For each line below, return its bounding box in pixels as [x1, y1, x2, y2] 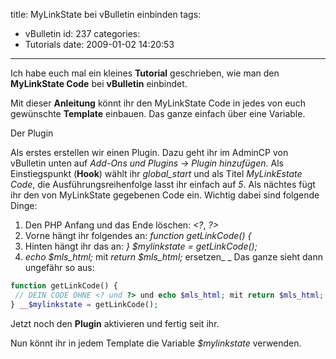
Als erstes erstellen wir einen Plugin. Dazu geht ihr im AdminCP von [10, 147, 289, 158]
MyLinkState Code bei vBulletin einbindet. [10, 78, 188, 89]
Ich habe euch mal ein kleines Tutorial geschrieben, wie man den [10, 67, 280, 79]
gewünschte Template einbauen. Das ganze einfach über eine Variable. [10, 108, 306, 119]
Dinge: [10, 200, 38, 211]
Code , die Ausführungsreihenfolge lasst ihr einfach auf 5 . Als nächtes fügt [10, 179, 316, 190]
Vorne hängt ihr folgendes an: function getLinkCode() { [24, 230, 252, 241]
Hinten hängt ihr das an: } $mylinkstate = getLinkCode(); [24, 240, 258, 252]
